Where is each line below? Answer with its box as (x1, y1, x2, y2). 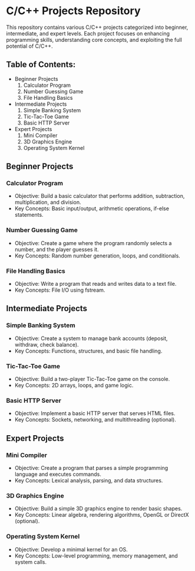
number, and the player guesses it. (14, 246, 99, 253)
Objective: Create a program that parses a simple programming (14, 465, 168, 471)
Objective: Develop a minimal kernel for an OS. (14, 546, 128, 553)
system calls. (14, 558, 47, 565)
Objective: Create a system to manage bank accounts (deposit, (14, 335, 168, 342)
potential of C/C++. (6, 43, 53, 50)
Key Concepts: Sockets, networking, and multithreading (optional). (14, 416, 177, 423)
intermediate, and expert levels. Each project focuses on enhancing (6, 30, 170, 37)
